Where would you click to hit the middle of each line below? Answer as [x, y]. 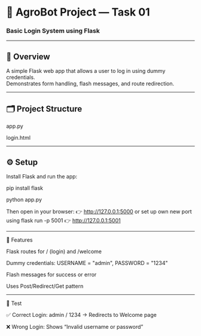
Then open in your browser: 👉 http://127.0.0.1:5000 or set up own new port [99, 211]
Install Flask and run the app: [42, 176]
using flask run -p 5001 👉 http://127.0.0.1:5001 [63, 220]
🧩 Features [19, 240]
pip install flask [25, 188]
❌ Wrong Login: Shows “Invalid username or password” [75, 326]
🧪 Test [14, 303]
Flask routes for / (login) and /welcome [54, 251]
